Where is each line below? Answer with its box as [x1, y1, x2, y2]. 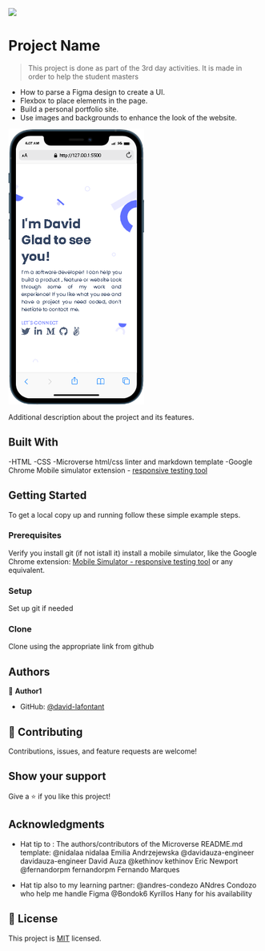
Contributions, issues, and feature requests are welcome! [8, 746, 198, 756]
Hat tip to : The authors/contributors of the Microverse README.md [19, 839, 243, 848]
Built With [8, 436, 58, 449]
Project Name [8, 37, 101, 55]
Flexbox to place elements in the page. [19, 96, 148, 105]
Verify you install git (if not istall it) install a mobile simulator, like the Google [8, 548, 258, 558]
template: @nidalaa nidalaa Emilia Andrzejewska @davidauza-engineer [19, 847, 255, 857]
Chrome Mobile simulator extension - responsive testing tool [8, 465, 208, 475]
